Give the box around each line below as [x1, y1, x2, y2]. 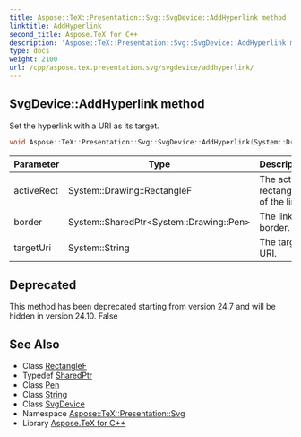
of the [259, 195, 285, 207]
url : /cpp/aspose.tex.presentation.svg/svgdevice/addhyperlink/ [9, 64, 254, 73]
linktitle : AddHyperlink [9, 22, 102, 31]
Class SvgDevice [21, 398, 85, 409]
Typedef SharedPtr [21, 370, 93, 381]
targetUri [13, 241, 52, 254]
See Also [9, 336, 60, 352]
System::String [67, 241, 130, 254]
